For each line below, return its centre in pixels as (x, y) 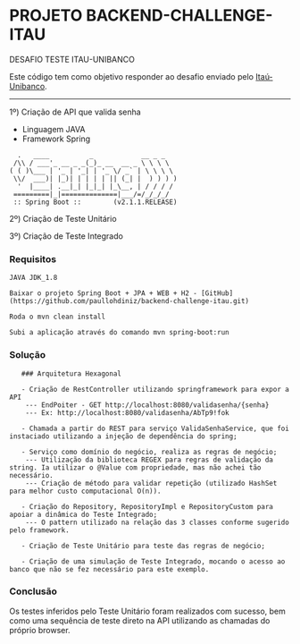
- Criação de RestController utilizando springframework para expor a (155, 389)
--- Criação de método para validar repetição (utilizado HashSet (151, 483)
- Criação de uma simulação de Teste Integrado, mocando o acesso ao (153, 561)
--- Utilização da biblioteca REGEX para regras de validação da (150, 460)
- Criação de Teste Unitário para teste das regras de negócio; (143, 546)
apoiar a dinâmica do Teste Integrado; (83, 514)
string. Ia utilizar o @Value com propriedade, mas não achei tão (135, 467)
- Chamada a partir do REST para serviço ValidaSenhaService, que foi (155, 428)
